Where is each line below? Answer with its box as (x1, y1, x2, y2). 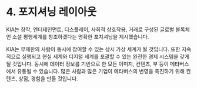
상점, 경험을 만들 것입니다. (18, 75, 78, 82)
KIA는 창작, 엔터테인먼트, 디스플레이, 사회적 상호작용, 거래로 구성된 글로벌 (6, 26, 175, 33)
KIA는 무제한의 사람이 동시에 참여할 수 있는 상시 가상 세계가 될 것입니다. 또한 (6, 45, 181, 53)
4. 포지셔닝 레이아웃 (6, 5, 97, 19)
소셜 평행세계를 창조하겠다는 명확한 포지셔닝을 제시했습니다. (12, 33, 149, 40)
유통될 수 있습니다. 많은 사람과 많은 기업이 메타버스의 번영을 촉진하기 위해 (16, 67, 185, 75)
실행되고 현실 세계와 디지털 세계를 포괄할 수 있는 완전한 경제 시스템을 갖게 (21, 53, 190, 60)
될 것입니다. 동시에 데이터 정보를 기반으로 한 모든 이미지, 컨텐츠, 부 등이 (6, 60, 169, 67)
